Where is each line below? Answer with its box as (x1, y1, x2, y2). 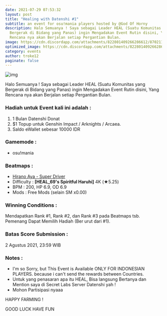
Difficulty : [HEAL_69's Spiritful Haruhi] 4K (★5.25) (12, 179, 119, 185)
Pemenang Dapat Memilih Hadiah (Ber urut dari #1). (5, 218, 111, 224)
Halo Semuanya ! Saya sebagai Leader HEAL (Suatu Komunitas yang (5, 81, 146, 87)
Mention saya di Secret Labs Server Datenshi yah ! (12, 282, 116, 288)
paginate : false (5, 58, 39, 63)
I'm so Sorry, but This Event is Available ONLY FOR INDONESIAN (12, 266, 145, 272)
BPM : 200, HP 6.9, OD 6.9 (12, 184, 67, 190)
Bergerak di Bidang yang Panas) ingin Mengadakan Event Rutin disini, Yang (5, 86, 159, 92)
